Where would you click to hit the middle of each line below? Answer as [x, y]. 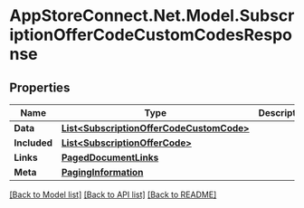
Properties [40, 87]
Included [33, 143]
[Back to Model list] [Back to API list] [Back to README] [113, 194]
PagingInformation [102, 172]
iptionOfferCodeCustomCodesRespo [151, 35]
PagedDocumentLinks [110, 157]
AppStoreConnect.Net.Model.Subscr [152, 16]
